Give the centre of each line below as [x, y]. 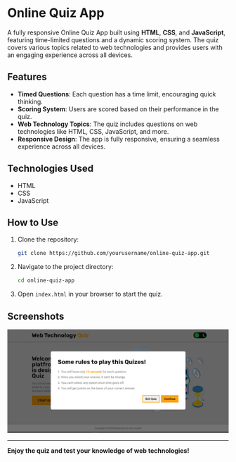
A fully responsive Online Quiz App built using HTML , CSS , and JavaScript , [117, 32]
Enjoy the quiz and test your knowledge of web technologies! [98, 450]
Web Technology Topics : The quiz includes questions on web [107, 124]
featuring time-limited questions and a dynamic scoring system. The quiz [113, 39]
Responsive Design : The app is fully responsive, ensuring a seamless [118, 139]
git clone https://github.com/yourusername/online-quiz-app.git [113, 254]
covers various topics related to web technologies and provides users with [115, 47]
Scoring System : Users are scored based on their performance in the [118, 109]
